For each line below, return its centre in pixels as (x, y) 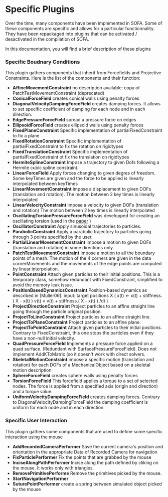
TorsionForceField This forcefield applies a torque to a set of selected (85, 381)
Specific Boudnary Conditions (43, 62)
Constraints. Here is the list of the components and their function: (73, 78)
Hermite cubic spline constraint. (45, 168)
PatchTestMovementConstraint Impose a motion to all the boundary (84, 253)
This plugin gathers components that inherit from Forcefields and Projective (83, 73)
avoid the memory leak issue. (43, 285)
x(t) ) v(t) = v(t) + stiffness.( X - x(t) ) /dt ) (65, 301)
